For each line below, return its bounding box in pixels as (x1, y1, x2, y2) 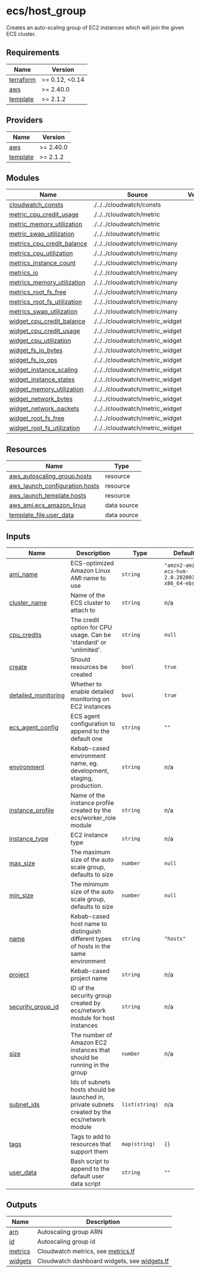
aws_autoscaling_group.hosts (9, 472, 92, 480)
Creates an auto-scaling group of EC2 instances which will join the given (6, 24, 185, 31)
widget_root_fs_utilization (9, 424, 80, 432)
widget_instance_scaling (9, 366, 79, 374)
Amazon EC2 (70, 1038, 107, 1047)
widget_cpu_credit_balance (9, 317, 86, 326)
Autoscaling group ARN (37, 1228, 103, 1236)
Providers (6, 115, 43, 125)
